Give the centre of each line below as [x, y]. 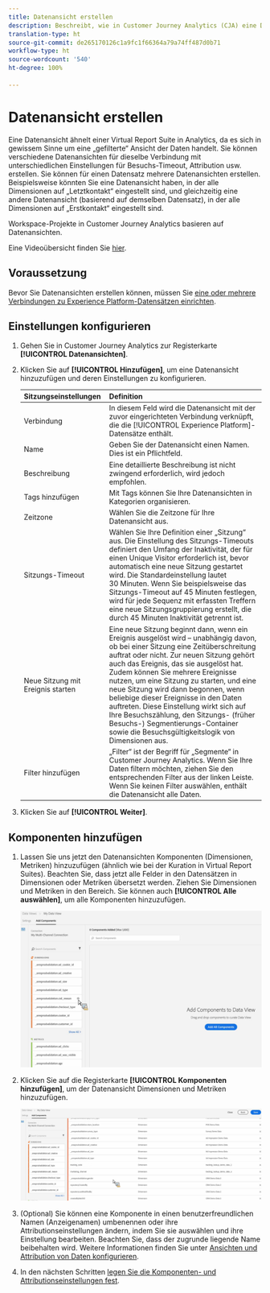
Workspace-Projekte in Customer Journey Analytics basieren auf [116, 223]
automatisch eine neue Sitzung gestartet [176, 567]
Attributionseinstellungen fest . [70, 1281]
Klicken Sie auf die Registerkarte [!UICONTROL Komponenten [123, 1080]
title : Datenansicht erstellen [61, 17]
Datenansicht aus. [139, 521]
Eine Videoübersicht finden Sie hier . [67, 248]
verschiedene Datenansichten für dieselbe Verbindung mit [105, 156]
